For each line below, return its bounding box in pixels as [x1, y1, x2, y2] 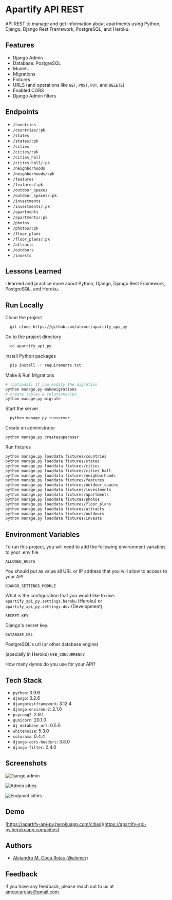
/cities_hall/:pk [12, 160, 50, 165]
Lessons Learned [5, 267, 62, 276]
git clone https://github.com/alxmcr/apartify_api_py [10, 324, 127, 329]
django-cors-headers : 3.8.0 [12, 738, 70, 745]
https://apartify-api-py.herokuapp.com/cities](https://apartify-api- [7, 821, 147, 827]
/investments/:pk [12, 204, 50, 209]
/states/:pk [12, 139, 39, 144]
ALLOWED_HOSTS [5, 559, 36, 564]
